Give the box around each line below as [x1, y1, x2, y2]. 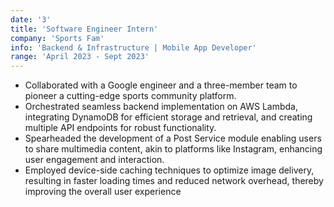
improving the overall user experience [24, 186, 182, 198]
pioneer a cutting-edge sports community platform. [24, 90, 237, 102]
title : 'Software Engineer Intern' [10, 24, 159, 34]
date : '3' [10, 14, 52, 25]
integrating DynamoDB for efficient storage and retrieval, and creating [24, 111, 313, 123]
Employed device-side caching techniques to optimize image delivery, [24, 164, 315, 176]
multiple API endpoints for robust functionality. [24, 122, 217, 134]
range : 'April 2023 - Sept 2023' [10, 52, 150, 62]
